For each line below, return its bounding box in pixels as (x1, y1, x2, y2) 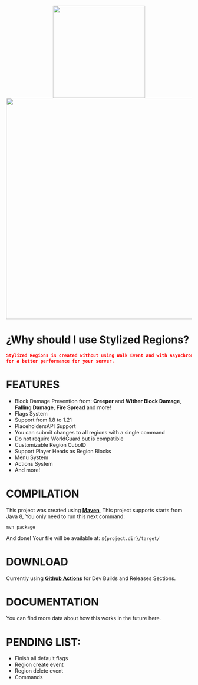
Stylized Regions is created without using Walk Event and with (6, 353, 167, 358)
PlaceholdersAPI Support (14, 422, 76, 430)
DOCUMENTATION (6, 595, 99, 608)
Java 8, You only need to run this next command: (6, 513, 125, 520)
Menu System (14, 454, 49, 461)
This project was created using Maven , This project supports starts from (6, 506, 183, 513)
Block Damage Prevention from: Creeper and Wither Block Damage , (14, 397, 181, 404)
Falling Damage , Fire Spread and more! (14, 404, 111, 411)
